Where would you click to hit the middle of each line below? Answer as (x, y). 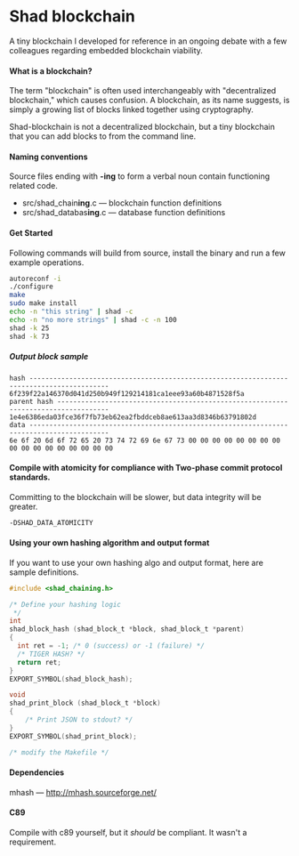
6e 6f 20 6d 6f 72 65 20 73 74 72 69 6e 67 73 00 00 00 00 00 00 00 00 (145, 440)
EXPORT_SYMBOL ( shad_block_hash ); (71, 679)
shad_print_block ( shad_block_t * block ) (85, 703)
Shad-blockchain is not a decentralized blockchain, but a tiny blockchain (142, 127)
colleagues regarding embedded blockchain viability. (106, 50)
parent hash (31, 401)
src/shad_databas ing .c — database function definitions (124, 213)
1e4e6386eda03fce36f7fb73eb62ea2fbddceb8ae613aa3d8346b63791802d (133, 417)
